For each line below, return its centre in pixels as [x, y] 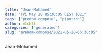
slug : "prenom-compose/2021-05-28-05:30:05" [51, 32]
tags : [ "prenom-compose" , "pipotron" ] [45, 19]
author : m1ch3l [21, 23]
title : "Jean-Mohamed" [28, 10]
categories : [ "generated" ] [33, 28]
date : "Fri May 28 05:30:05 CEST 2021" [46, 14]
